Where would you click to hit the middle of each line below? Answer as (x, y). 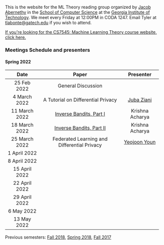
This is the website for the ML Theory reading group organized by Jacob (78, 7)
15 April (22, 169)
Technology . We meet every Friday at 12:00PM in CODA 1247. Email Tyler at (81, 17)
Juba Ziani (140, 100)
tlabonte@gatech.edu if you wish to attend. (48, 22)
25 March (22, 139)
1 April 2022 (22, 153)
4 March (22, 97)
